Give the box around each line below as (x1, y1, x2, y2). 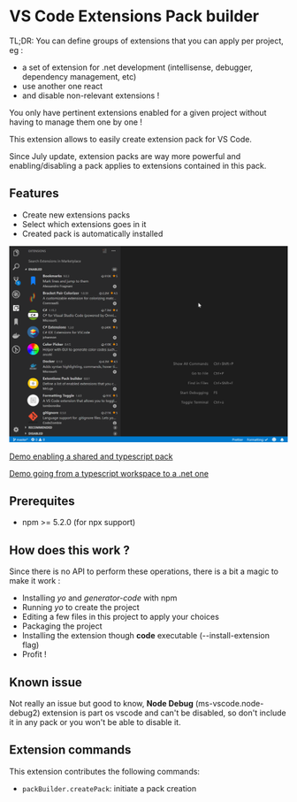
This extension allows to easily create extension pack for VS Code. (9, 134, 252, 144)
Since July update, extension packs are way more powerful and (9, 150, 241, 161)
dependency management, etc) (21, 71, 137, 81)
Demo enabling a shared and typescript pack (9, 451, 173, 462)
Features (9, 186, 59, 201)
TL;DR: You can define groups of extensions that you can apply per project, (9, 35, 285, 46)
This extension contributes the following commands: (9, 766, 201, 776)
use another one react (21, 80, 103, 91)
